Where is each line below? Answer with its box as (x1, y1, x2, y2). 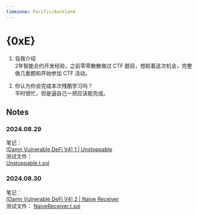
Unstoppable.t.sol (6, 160, 50, 167)
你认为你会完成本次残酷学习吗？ (14, 82, 93, 89)
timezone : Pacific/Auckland (6, 8, 76, 15)
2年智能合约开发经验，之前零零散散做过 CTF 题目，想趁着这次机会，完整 (14, 62, 193, 69)
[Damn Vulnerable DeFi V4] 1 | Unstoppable (6, 146, 113, 153)
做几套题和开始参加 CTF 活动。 (14, 69, 91, 77)
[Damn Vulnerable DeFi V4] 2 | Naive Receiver (6, 195, 119, 203)
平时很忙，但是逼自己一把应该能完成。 (14, 90, 108, 97)
